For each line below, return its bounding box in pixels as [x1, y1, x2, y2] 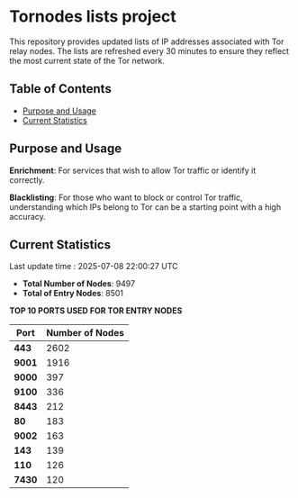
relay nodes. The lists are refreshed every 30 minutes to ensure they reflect [9, 45, 290, 56]
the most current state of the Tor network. [9, 55, 165, 66]
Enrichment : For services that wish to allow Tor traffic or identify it [9, 165, 257, 176]
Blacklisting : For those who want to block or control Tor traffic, [9, 192, 243, 203]
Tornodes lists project [9, 6, 177, 27]
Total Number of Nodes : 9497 [22, 278, 136, 289]
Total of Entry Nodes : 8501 [22, 288, 124, 299]
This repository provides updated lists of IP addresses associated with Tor [9, 36, 284, 47]
